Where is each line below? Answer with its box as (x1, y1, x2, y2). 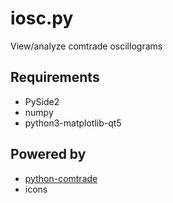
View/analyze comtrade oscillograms (10, 40, 163, 52)
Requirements (10, 69, 100, 86)
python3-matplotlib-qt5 (24, 117, 122, 129)
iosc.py (10, 7, 74, 30)
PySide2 (24, 95, 60, 107)
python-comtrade (24, 172, 98, 184)
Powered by (10, 146, 87, 163)
